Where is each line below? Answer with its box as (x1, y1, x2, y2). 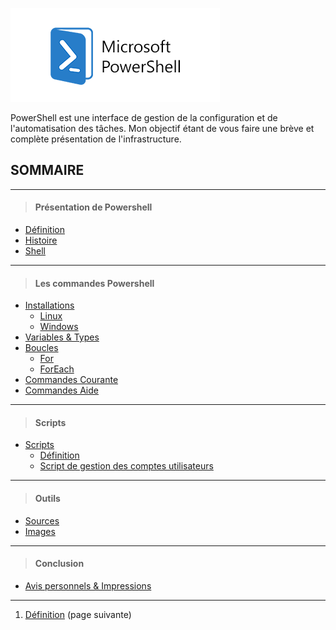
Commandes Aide (24, 384, 99, 397)
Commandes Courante (24, 374, 119, 386)
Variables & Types (24, 331, 100, 343)
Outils (34, 493, 61, 505)
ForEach (39, 363, 75, 375)
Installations (24, 299, 75, 312)
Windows (39, 321, 79, 333)
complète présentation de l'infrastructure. (10, 133, 182, 145)
